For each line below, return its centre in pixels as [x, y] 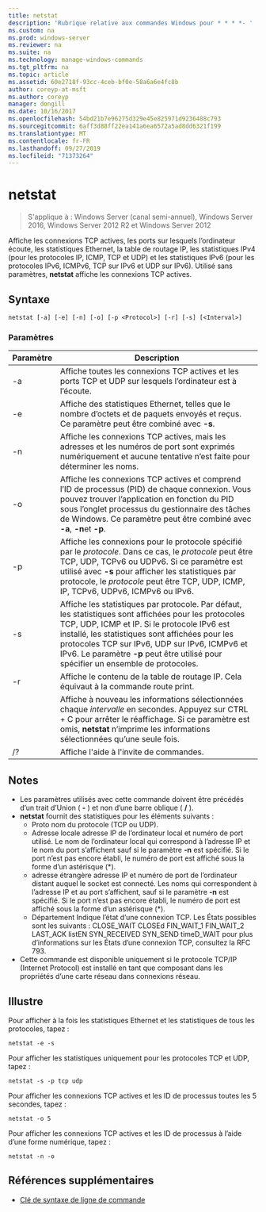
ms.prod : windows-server [49, 38]
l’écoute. [76, 391]
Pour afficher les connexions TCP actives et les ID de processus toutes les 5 [133, 1095]
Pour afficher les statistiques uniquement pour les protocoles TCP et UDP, [129, 1058]
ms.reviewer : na [35, 45]
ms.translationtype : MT [47, 133]
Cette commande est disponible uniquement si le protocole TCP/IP [128, 960]
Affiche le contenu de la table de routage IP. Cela [151, 677]
